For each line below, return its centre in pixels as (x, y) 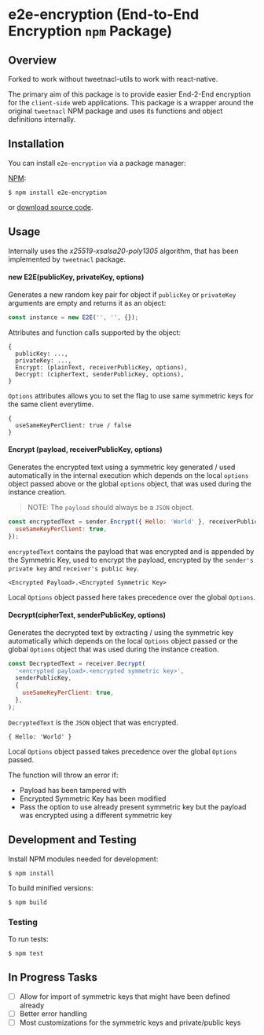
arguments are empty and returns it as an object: (87, 303)
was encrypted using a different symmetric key (96, 815)
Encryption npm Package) (90, 31)
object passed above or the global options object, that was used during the (130, 483)
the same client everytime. (51, 404)
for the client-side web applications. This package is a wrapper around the (131, 103)
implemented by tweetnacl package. (67, 259)
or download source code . (51, 207)
